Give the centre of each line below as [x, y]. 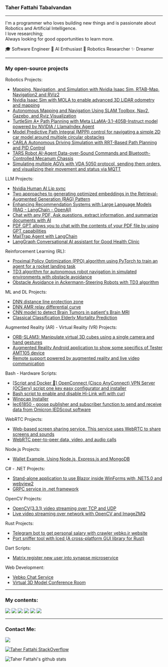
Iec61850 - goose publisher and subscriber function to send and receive [87, 404]
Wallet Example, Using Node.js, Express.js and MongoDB [71, 459]
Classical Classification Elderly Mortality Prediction [65, 317]
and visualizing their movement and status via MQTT [66, 169]
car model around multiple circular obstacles [58, 137]
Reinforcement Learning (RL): [35, 251]
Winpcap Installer [30, 399]
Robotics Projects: [24, 80]
